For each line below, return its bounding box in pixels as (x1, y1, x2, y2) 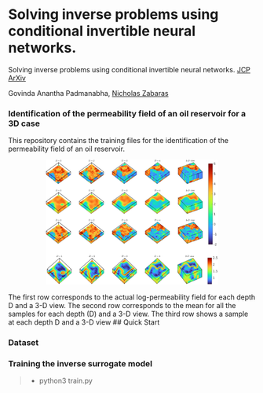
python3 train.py (38, 376, 93, 386)
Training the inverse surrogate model (8, 358, 153, 369)
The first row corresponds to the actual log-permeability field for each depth (8, 292, 256, 302)
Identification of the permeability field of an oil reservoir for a (8, 108, 247, 119)
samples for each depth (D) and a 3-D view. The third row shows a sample (8, 309, 249, 318)
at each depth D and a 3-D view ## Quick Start (8, 317, 160, 327)
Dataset (8, 336, 39, 347)
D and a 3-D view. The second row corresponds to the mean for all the (8, 300, 236, 310)
